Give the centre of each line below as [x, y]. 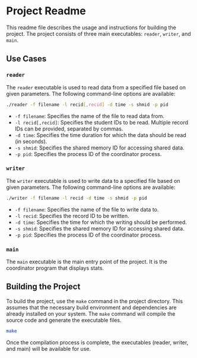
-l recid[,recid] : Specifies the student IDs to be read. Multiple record [101, 122]
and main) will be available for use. [48, 348]
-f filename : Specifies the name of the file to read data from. [89, 116]
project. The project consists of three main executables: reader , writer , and [99, 33]
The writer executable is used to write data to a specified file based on [93, 180]
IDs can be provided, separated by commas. [69, 129]
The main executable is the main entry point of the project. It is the [87, 262]
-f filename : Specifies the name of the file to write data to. [87, 209]
